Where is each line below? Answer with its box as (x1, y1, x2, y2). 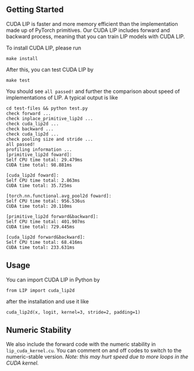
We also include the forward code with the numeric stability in (6, 341, 156, 348)
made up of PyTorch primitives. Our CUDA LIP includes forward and (6, 26, 170, 34)
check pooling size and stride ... (6, 136, 93, 142)
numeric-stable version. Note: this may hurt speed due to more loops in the (6, 353, 189, 360)
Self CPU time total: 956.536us (6, 198, 85, 204)
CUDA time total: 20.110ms (6, 203, 72, 209)
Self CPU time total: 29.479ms (6, 157, 83, 163)
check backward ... (6, 126, 54, 132)
